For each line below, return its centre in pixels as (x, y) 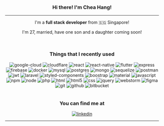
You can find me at (82, 103)
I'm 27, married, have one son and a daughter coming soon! (82, 32)
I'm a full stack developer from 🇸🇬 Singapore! (82, 22)
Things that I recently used (82, 54)
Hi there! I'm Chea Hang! (82, 7)
